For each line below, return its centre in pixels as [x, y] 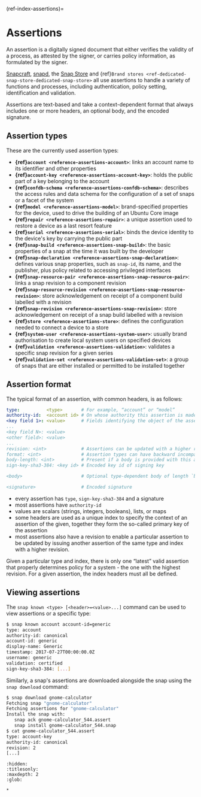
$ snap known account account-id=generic [59, 624]
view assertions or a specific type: [48, 613]
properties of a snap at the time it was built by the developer [89, 251]
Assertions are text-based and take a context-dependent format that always [100, 104]
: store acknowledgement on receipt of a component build [111, 295]
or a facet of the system [44, 200]
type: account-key [29, 737]
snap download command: [37, 687]
